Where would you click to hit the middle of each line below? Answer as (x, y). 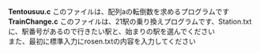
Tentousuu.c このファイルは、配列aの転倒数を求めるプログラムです (119, 11)
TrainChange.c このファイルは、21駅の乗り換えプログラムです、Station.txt (130, 21)
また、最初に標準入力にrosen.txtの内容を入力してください (102, 41)
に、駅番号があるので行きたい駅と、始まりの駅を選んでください (112, 31)
